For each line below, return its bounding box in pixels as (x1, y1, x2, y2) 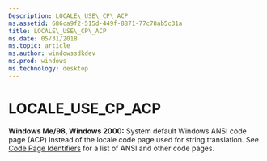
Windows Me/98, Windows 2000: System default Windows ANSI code (8, 126, 247, 136)
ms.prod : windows (8, 57, 67, 66)
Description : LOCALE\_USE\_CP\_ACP (8, 11, 129, 20)
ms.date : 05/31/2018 (8, 34, 78, 43)
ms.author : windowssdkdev (8, 49, 95, 57)
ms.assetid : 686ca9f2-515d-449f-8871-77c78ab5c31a (8, 19, 183, 28)
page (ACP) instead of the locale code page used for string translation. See (8, 134, 259, 144)
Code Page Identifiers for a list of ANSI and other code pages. (8, 143, 215, 153)
